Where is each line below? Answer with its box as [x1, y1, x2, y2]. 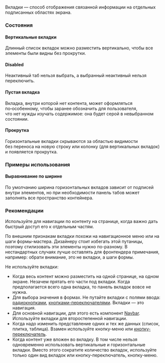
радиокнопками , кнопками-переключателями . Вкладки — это [12, 300, 144, 306]
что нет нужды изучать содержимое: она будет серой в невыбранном [5, 111, 154, 117]
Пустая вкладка [5, 89, 40, 95]
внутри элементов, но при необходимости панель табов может [5, 189, 140, 195]
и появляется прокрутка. [5, 148, 58, 155]
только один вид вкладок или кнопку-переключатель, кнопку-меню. [12, 352, 158, 358]
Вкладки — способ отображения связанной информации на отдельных [5, 4, 156, 10]
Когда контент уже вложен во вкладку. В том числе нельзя [12, 336, 137, 343]
